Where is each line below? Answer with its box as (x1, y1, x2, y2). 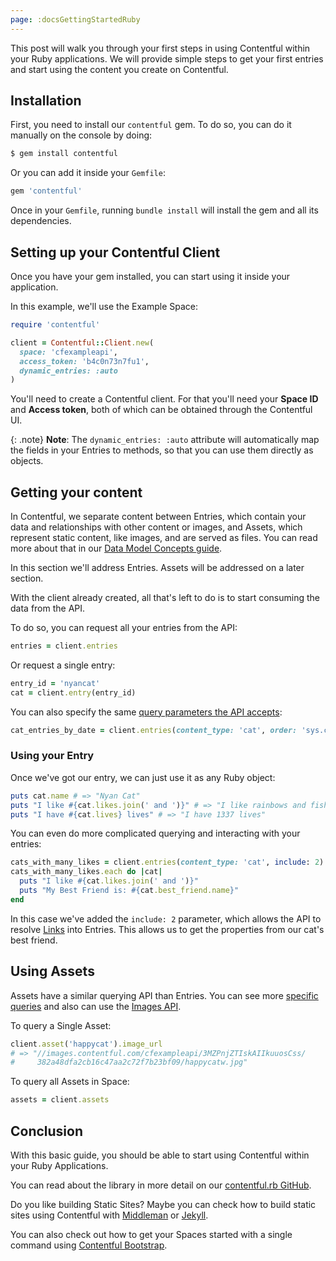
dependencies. (10, 215, 72, 227)
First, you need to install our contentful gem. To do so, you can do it (10, 119, 292, 131)
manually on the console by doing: (10, 129, 153, 141)
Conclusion (10, 1122, 84, 1140)
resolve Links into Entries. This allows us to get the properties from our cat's (10, 923, 325, 935)
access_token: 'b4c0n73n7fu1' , (19, 356, 150, 366)
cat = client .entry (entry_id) (10, 687, 137, 698)
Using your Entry (10, 749, 95, 763)
